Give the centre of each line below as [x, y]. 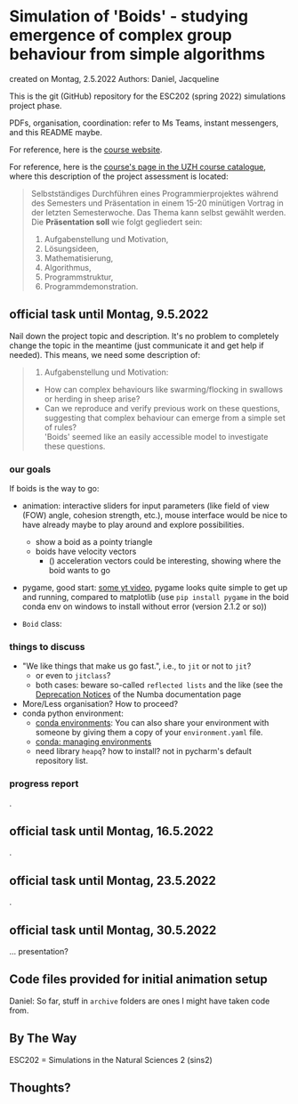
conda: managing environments [93, 742]
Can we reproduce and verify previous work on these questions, [162, 408]
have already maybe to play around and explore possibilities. [133, 525]
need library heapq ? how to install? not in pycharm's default [143, 751]
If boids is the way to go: [54, 489]
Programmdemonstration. [91, 286]
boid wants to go [80, 571]
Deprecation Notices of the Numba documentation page [138, 694]
